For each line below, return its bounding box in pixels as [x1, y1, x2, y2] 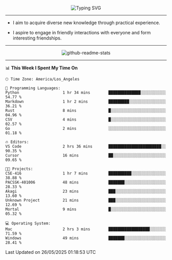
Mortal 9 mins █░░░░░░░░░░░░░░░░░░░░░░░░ [5, 207, 166, 212]
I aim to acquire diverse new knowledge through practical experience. [12, 19, 160, 26]
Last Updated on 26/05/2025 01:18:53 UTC [5, 249, 96, 255]
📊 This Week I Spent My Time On [5, 65, 78, 71]
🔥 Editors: [5, 139, 29, 145]
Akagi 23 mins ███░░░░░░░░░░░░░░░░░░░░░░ [5, 189, 166, 194]
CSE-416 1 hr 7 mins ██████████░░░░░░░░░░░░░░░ [5, 171, 166, 176]
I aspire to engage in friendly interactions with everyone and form [12, 30, 151, 35]
